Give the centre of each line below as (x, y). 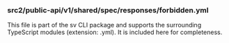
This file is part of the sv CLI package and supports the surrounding (104, 25)
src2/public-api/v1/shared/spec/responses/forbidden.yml (108, 10)
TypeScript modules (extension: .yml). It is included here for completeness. (115, 32)
